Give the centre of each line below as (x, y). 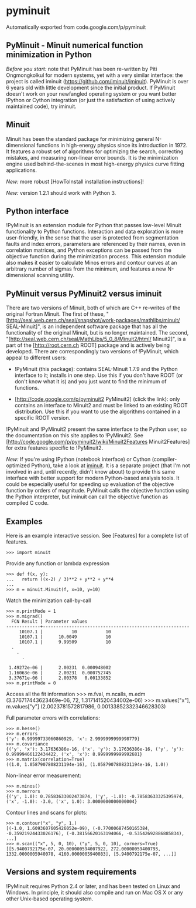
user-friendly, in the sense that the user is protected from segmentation (92, 238)
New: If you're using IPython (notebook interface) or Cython (78, 460)
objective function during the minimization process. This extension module (96, 256)
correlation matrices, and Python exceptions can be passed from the (89, 250)
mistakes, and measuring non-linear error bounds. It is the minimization (92, 157)
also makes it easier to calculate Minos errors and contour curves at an (92, 263)
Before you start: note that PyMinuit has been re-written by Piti (82, 69)
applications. (21, 170)
